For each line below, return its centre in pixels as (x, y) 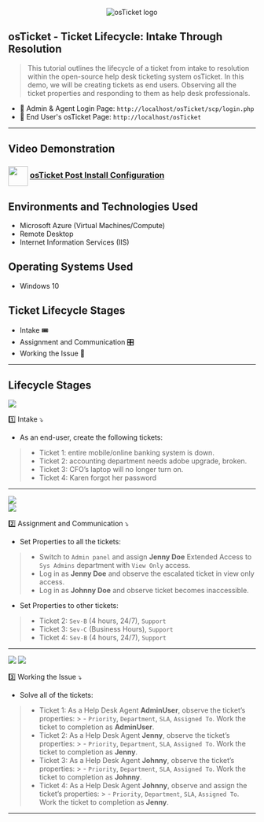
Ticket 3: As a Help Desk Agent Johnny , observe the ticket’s (137, 761)
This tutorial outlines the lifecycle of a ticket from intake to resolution (138, 68)
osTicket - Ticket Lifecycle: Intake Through (115, 37)
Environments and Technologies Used (103, 206)
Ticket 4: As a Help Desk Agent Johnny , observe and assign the (143, 786)
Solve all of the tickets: (56, 695)
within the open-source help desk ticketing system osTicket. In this (136, 76)
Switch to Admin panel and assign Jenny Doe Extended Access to (145, 557)
